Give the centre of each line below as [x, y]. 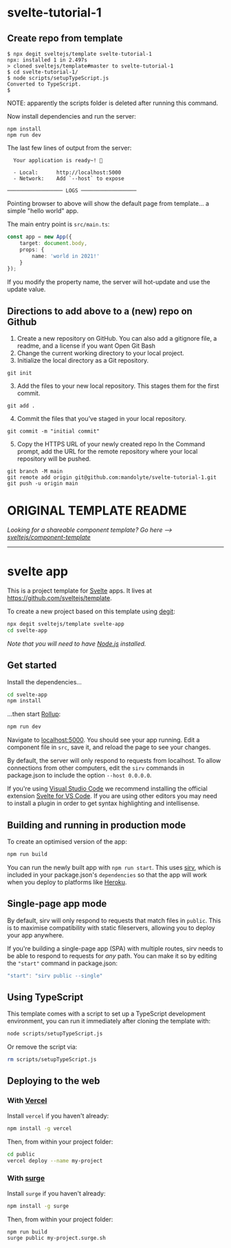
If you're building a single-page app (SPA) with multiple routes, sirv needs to [115, 948]
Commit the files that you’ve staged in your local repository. [102, 419]
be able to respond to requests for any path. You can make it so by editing [112, 955]
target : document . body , [54, 243]
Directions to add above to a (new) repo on [100, 311]
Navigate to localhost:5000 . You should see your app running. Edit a [103, 740]
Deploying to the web [54, 1081]
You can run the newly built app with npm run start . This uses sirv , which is [114, 867]
